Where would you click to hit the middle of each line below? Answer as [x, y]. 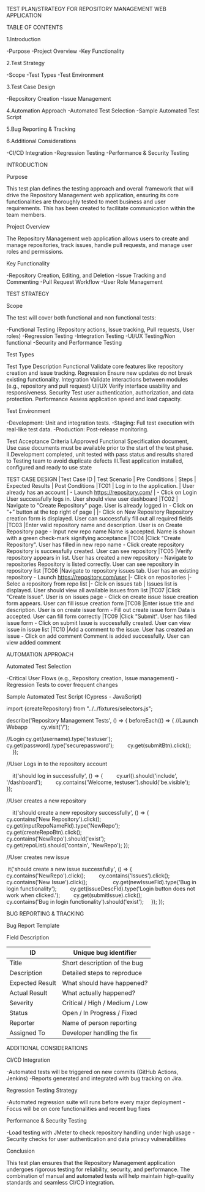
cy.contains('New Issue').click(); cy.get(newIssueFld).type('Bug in [102, 882]
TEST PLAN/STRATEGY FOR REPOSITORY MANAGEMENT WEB [86, 9]
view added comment [34, 642]
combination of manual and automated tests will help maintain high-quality [100, 1176]
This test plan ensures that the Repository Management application [91, 1163]
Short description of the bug [103, 963]
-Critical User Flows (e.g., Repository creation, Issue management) [91, 678]
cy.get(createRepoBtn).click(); [44, 832]
